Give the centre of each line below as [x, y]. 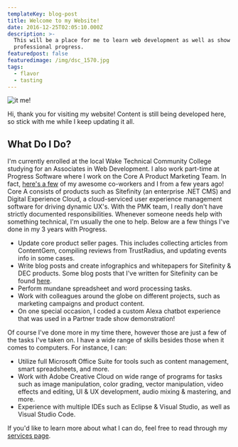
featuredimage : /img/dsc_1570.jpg [59, 61]
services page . [29, 436]
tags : [15, 67]
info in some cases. [46, 258]
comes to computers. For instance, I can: [67, 348]
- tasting [28, 80]
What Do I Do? [39, 144]
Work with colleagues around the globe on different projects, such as [119, 296]
